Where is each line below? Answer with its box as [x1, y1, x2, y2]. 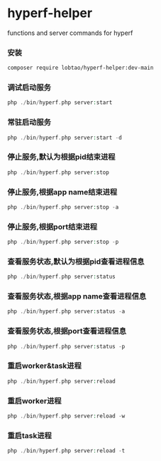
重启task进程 [7, 430, 52, 440]
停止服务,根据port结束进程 [7, 222, 98, 232]
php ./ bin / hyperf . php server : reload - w [7, 412, 126, 420]
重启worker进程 [7, 395, 62, 405]
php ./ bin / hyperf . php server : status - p [7, 343, 126, 350]
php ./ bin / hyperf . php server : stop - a [7, 203, 119, 211]
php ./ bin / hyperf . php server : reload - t [7, 447, 126, 455]
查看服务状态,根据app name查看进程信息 [7, 291, 147, 301]
